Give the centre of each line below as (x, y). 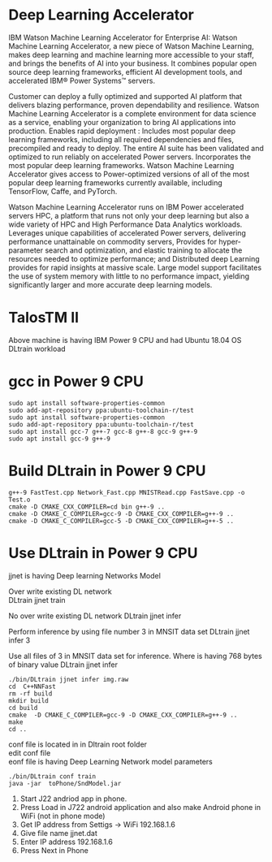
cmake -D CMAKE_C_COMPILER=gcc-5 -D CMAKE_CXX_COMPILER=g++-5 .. (121, 521)
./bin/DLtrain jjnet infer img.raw (69, 679)
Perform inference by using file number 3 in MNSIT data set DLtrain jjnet (129, 631)
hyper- (230, 241)
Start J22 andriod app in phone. (73, 799)
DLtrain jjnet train (37, 600)
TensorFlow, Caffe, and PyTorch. (63, 191)
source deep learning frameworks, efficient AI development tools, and (125, 71)
